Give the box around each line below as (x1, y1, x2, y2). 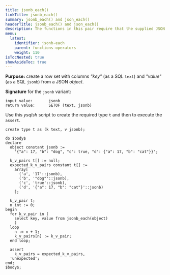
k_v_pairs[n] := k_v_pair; (14, 234, 72, 239)
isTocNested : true (5, 54, 44, 60)
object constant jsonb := (10, 145, 65, 150)
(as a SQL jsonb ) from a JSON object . (5, 79, 84, 85)
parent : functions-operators (14, 45, 76, 50)
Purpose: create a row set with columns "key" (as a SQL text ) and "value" (5, 73, 162, 79)
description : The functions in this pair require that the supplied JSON (5, 26, 165, 32)
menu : (5, 31, 17, 36)
